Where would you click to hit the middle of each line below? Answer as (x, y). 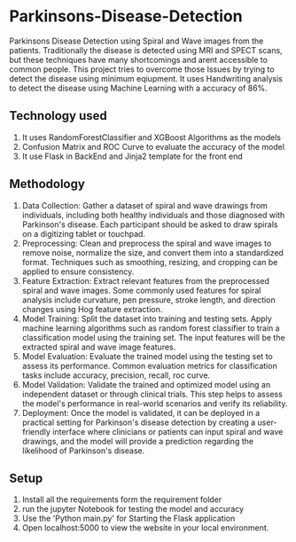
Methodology (47, 184)
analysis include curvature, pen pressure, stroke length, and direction (149, 300)
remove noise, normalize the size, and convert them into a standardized (152, 252)
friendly (36, 431)
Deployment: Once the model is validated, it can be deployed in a (141, 412)
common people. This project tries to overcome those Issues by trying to (142, 69)
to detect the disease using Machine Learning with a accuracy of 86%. (138, 88)
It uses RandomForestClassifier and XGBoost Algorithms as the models (152, 137)
